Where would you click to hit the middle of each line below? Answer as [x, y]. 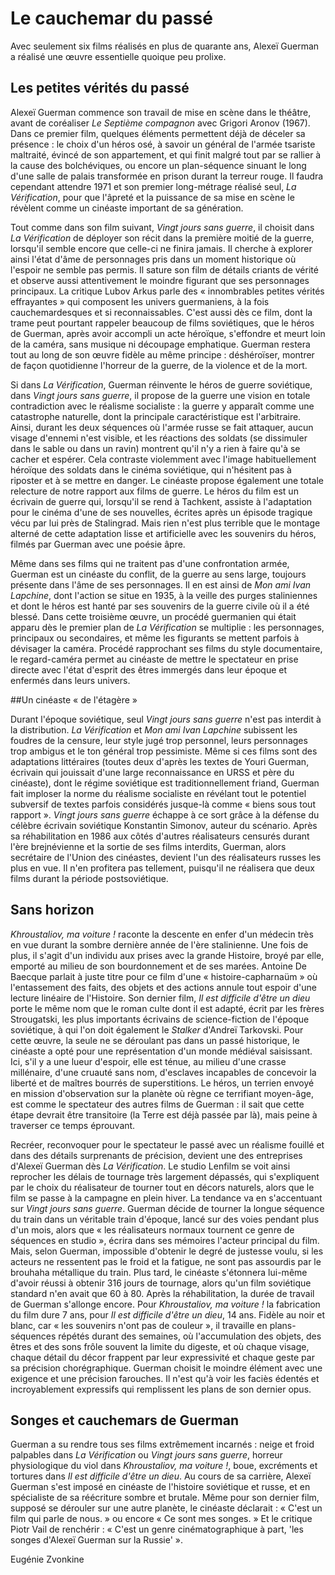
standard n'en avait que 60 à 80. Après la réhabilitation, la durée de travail [162, 1293]
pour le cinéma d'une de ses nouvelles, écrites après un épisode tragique [161, 512]
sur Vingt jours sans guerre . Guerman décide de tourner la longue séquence [167, 1208]
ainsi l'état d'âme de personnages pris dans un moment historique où [153, 259]
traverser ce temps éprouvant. [73, 1125]
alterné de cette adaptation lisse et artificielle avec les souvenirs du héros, [163, 533]
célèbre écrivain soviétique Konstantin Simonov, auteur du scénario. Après [164, 825]
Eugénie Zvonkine [47, 1559]
